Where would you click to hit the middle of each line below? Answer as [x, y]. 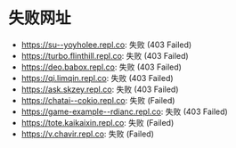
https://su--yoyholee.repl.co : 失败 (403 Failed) [106, 45]
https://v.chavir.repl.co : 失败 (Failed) [88, 134]
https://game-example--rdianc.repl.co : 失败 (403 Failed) [124, 111]
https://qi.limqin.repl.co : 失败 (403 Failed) [98, 78]
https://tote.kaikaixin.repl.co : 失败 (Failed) [98, 122]
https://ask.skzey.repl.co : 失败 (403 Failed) [100, 89]
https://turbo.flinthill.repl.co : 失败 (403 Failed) [105, 55]
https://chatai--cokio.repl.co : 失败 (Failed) [98, 100]
